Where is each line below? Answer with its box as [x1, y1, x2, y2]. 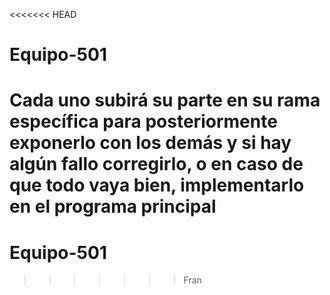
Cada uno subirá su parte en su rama [9, 89, 321, 112]
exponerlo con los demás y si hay [9, 132, 292, 154]
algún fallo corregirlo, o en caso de [9, 153, 304, 176]
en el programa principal [9, 195, 217, 218]
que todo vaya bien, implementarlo [9, 174, 305, 197]
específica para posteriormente [9, 110, 278, 133]
